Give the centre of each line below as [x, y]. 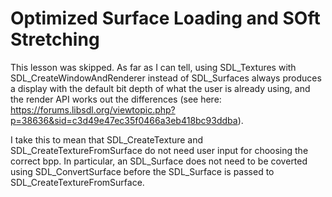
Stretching [55, 39]
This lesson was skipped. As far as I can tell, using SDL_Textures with [153, 67]
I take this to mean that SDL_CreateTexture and [107, 139]
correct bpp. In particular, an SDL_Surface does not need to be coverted [159, 161]
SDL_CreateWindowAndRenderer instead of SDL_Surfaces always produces [166, 78]
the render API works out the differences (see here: [116, 99]
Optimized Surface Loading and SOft [165, 18]
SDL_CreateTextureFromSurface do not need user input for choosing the [159, 150]
